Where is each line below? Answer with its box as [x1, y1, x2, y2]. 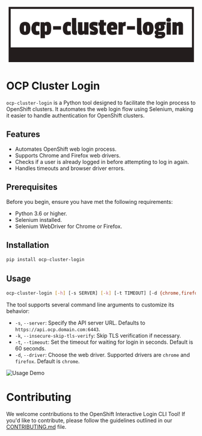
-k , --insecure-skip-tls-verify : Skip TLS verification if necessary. [14, 332, 182, 339]
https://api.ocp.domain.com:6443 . [14, 325, 100, 333]
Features [6, 129, 40, 140]
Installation [6, 240, 49, 250]
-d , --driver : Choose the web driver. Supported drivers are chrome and [14, 351, 191, 358]
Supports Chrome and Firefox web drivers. [14, 151, 121, 159]
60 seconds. [14, 344, 46, 352]
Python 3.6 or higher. [14, 210, 67, 217]
